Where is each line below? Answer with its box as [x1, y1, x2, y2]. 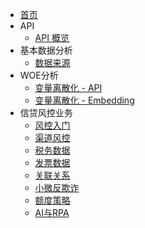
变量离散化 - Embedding [34, 94, 135, 106]
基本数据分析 [19, 44, 73, 56]
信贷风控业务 [19, 107, 73, 118]
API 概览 [34, 32, 70, 43]
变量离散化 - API [34, 82, 103, 93]
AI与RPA [34, 207, 70, 218]
